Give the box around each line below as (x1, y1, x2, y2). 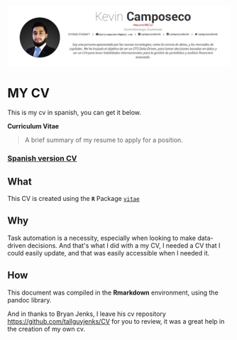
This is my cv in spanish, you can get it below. (7, 109, 142, 117)
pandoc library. (7, 295, 52, 304)
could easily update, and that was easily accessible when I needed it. (7, 248, 210, 257)
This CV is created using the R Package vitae (7, 194, 140, 202)
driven (7, 241, 26, 250)
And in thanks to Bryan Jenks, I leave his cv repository (7, 309, 167, 318)
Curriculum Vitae (7, 122, 59, 131)
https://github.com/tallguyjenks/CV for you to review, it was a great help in (7, 317, 225, 325)
